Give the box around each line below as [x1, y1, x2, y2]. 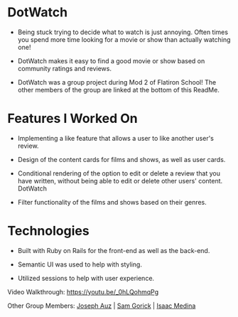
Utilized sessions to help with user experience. [17, 274, 155, 282]
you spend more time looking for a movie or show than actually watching [17, 35, 231, 43]
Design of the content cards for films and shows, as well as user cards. [17, 155, 226, 163]
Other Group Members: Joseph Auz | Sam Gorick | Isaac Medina [7, 301, 196, 310]
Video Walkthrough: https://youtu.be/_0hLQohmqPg [7, 287, 159, 296]
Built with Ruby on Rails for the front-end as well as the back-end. [17, 246, 210, 254]
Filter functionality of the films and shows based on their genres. [17, 198, 207, 206]
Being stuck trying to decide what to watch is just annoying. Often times [17, 28, 229, 36]
